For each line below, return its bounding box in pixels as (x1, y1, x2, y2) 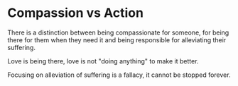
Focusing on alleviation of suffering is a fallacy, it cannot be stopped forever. (7, 70, 231, 79)
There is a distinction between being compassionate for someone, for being (7, 28, 229, 37)
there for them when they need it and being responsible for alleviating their (7, 35, 227, 44)
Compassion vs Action (7, 5, 144, 21)
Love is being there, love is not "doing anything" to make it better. (7, 56, 199, 65)
